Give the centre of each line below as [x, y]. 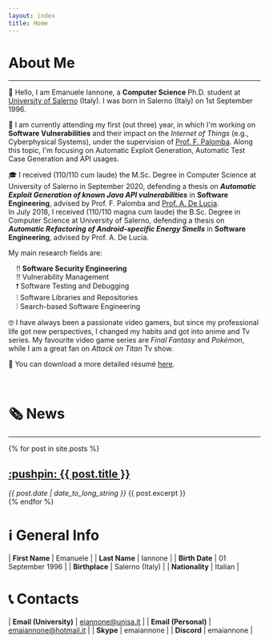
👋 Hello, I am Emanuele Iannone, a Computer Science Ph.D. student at [124, 92]
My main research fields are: [55, 253]
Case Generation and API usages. [64, 159]
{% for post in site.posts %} [54, 448]
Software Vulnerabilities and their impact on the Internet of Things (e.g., [128, 134]
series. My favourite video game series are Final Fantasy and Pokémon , [126, 340]
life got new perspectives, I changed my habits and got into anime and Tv [129, 332]
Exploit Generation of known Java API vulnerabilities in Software [118, 195]
